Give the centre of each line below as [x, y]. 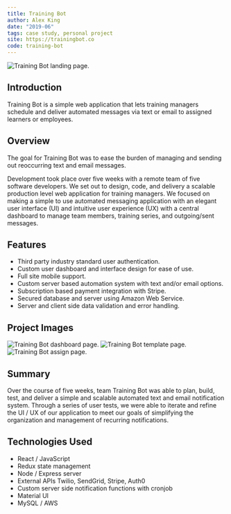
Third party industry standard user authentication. [88, 262]
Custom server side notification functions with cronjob [95, 488]
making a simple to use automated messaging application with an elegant [112, 201]
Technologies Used [50, 442]
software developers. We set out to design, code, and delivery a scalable [111, 186]
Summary [29, 374]
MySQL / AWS [37, 503]
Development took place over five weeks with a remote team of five [104, 179]
